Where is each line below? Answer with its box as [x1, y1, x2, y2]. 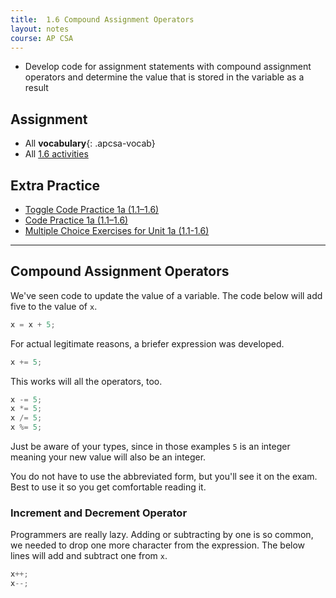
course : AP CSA [10, 33, 74, 43]
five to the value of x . [10, 300, 98, 312]
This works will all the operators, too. [10, 375, 163, 387]
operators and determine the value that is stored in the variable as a [24, 71, 305, 83]
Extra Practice [10, 177, 101, 194]
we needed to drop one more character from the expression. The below [10, 539, 306, 551]
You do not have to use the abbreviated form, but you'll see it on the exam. [10, 471, 318, 483]
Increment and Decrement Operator [10, 506, 188, 520]
